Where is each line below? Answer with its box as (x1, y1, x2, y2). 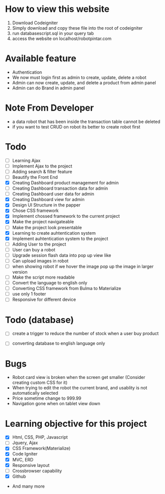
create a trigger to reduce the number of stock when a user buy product (12, 330, 159, 336)
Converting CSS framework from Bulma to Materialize (12, 286, 122, 291)
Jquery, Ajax (12, 440, 38, 446)
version (12, 269, 28, 275)
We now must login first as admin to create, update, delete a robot (12, 74, 147, 80)
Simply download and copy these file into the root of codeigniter (12, 25, 143, 31)
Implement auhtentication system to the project (12, 236, 108, 242)
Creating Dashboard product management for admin (12, 180, 119, 186)
